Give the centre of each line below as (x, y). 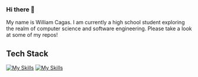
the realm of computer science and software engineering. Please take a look (99, 28)
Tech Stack (27, 54)
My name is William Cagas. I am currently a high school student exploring (95, 23)
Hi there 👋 (21, 9)
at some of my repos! (32, 35)
